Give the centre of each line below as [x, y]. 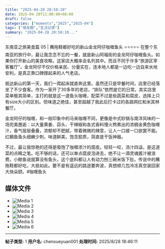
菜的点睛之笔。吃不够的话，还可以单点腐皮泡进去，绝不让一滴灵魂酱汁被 [78, 153]
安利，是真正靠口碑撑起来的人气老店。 [44, 73]
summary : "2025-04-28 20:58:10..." [41, 32]
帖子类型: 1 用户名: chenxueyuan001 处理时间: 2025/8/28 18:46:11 [71, 241]
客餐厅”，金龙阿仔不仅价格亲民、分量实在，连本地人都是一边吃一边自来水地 [82, 67]
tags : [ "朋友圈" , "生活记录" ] [32, 28]
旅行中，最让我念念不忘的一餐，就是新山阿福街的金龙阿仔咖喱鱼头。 [87, 55]
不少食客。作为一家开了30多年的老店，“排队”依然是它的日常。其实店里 [85, 89]
